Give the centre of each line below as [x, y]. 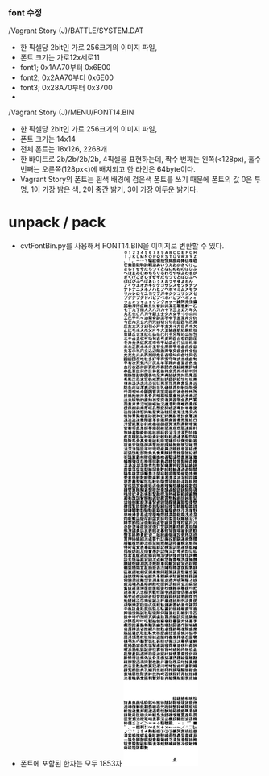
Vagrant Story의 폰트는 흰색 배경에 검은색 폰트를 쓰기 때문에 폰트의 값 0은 [136, 180]
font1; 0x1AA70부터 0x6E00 [65, 68]
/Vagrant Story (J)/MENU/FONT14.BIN [71, 112]
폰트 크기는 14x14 [48, 139]
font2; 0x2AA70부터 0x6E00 [67, 77]
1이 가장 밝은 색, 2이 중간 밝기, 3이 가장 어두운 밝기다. [115, 189]
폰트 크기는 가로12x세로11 [60, 57]
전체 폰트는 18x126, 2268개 [63, 149]
